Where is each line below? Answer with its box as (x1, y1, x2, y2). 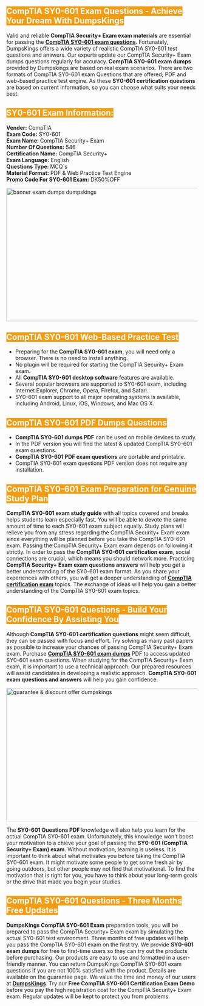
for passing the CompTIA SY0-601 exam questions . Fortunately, (6, 38, 169, 46)
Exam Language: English (6, 156, 69, 163)
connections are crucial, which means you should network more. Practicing (6, 555, 195, 562)
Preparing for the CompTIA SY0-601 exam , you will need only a (15, 348, 175, 355)
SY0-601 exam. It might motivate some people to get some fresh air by (6, 859, 183, 866)
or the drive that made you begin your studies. (6, 878, 123, 885)
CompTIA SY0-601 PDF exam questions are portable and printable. (15, 453, 186, 461)
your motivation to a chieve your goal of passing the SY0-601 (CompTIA (6, 839, 188, 846)
